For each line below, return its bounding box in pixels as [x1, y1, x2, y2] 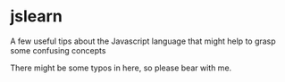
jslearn [10, 6, 63, 27]
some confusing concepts [10, 45, 106, 55]
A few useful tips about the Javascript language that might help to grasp [10, 36, 276, 46]
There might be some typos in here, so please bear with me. [10, 62, 232, 73]
